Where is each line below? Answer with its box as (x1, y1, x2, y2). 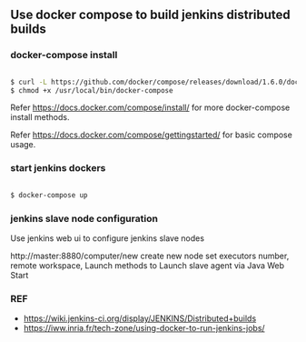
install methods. (10, 112, 70, 123)
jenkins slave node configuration (10, 212, 158, 225)
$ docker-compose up (10, 190, 89, 199)
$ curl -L (10, 77, 48, 86)
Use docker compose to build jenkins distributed (10, 7, 291, 23)
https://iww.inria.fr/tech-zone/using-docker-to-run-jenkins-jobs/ (23, 323, 266, 334)
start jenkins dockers (10, 162, 106, 175)
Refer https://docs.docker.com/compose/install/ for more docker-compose (10, 102, 291, 113)
